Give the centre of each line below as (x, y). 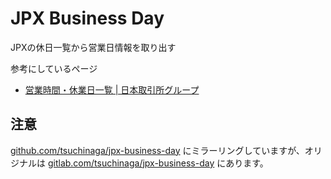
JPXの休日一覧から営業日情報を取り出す (93, 47)
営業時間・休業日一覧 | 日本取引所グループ (112, 89)
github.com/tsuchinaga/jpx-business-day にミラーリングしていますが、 (157, 150)
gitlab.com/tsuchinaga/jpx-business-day (131, 163)
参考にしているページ (54, 68)
